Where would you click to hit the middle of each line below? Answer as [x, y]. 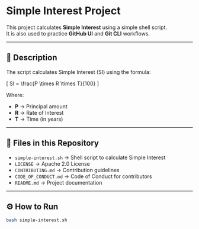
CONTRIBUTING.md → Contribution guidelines [67, 170]
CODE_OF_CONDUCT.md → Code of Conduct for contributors [83, 176]
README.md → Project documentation [58, 182]
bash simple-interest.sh [37, 220]
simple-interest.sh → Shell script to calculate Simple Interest [90, 157]
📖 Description [32, 58]
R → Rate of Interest [39, 112]
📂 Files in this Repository [53, 143]
